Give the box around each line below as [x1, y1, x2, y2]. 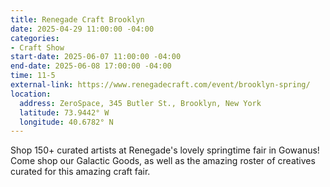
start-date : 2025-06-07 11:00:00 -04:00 [10, 52, 182, 62]
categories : [10, 33, 60, 43]
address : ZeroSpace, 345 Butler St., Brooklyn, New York [19, 98, 262, 108]
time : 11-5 [10, 71, 56, 81]
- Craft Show [10, 42, 65, 53]
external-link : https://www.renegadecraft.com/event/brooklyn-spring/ [10, 80, 311, 90]
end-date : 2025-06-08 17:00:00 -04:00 [10, 61, 172, 71]
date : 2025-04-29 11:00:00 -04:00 [10, 24, 155, 34]
